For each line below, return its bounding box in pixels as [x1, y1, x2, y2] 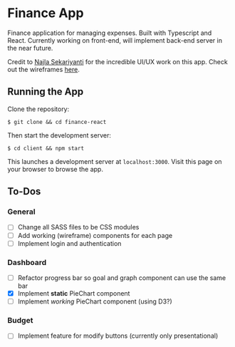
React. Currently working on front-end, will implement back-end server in [7, 36, 223, 44]
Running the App [7, 86, 84, 98]
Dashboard [7, 257, 47, 267]
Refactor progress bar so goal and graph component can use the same [17, 273, 226, 282]
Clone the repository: [7, 105, 70, 113]
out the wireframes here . [7, 65, 80, 73]
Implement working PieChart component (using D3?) [17, 297, 172, 306]
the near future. [7, 43, 53, 52]
